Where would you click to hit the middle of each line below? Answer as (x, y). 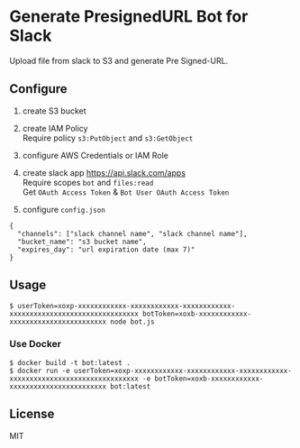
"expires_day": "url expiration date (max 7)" (106, 250)
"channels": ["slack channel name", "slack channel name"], (132, 233)
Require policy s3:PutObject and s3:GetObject (108, 138)
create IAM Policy (55, 128)
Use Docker (35, 344)
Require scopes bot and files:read (88, 182)
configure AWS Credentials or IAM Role (95, 155)
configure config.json (64, 209)
